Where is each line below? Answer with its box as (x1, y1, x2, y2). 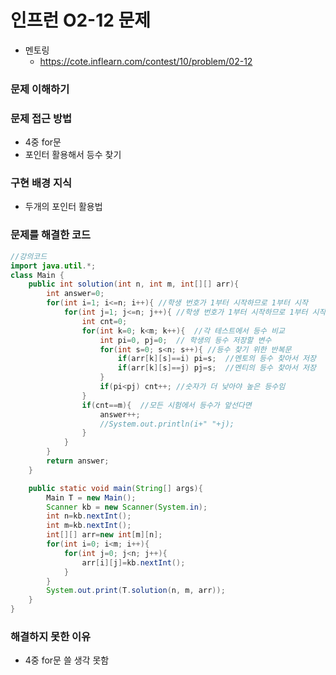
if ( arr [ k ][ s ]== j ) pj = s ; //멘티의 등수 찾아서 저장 (117, 363, 317, 373)
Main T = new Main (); (46, 492, 137, 503)
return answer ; (46, 456, 110, 466)
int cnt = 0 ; (81, 316, 128, 326)
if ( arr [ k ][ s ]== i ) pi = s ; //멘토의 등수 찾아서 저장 (117, 354, 317, 364)
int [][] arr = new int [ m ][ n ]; (46, 530, 163, 540)
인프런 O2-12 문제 (10, 9, 152, 32)
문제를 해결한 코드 (10, 228, 92, 242)
